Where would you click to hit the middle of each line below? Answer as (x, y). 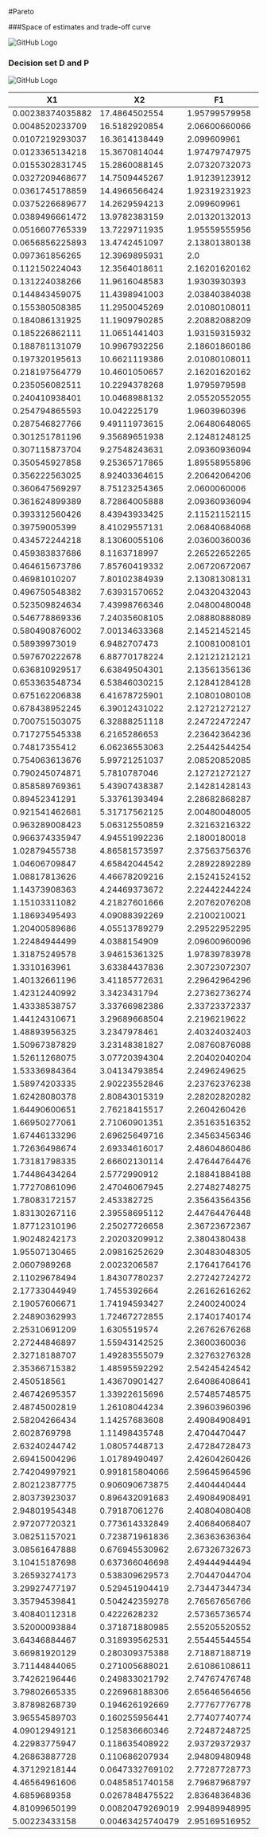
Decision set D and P (49, 63)
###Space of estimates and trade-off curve (79, 27)
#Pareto (21, 12)
